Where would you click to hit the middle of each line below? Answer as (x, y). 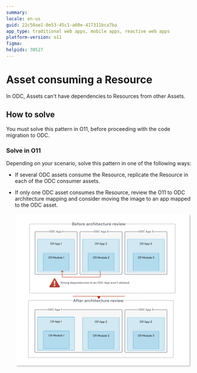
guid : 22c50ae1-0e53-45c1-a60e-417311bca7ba (62, 25)
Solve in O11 (24, 150)
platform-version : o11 (34, 37)
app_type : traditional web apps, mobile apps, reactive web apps (88, 31)
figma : (14, 44)
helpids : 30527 (25, 50)
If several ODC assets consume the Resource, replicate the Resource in (101, 175)
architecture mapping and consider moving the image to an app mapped (102, 198)
